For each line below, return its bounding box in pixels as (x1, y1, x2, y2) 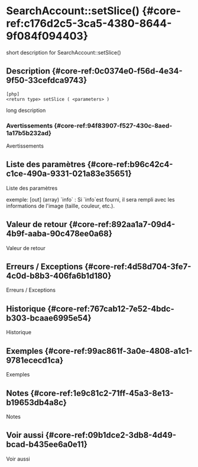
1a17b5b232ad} (6, 129, 52, 137)
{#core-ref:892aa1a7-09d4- (69, 219, 176, 229)
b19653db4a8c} (6, 397, 67, 407)
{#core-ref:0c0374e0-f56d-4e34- (51, 66, 183, 76)
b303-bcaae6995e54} (6, 313, 92, 323)
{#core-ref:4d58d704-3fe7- (85, 262, 191, 272)
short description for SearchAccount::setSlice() (6, 49, 121, 56)
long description (6, 107, 46, 114)
